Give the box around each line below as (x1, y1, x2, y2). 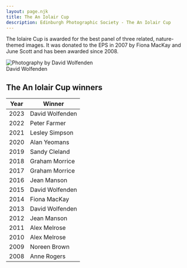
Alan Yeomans (30, 138, 70, 146)
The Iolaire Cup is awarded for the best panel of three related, (6, 36, 155, 43)
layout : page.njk (6, 8, 49, 15)
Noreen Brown (30, 243, 70, 251)
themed (6, 42, 25, 49)
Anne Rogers (30, 252, 66, 260)
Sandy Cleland (30, 147, 70, 156)
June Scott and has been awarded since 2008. (6, 48, 119, 55)
